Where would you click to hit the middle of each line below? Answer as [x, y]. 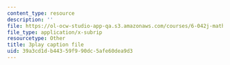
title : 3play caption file [46, 45]
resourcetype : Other [37, 39]
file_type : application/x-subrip [55, 32]
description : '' [30, 20]
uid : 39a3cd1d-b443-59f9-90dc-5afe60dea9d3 [70, 51]
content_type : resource [41, 13]
